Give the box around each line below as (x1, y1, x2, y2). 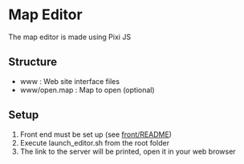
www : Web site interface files (19, 76, 120, 86)
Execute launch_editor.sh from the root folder (19, 138, 170, 147)
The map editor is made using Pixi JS (8, 32, 131, 42)
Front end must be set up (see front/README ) (19, 130, 173, 139)
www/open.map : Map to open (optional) (19, 85, 155, 94)
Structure (8, 55, 58, 69)
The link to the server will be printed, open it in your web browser (19, 146, 236, 156)
